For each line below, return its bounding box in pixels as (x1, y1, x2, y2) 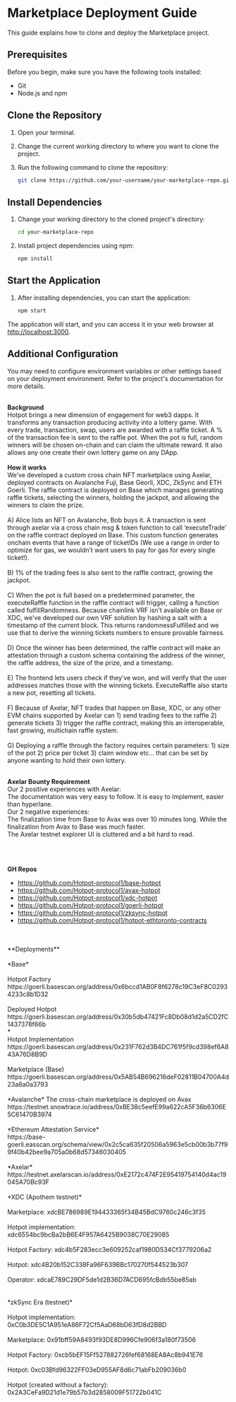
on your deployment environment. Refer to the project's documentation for (7, 374, 224, 382)
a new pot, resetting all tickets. (7, 688, 97, 697)
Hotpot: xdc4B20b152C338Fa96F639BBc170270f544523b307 (7, 1260, 189, 1268)
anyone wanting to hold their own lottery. (7, 756, 127, 764)
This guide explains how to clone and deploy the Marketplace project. (7, 28, 210, 37)
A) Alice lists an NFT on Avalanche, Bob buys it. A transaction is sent (7, 515, 206, 524)
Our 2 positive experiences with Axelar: (7, 785, 122, 793)
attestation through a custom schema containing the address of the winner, (7, 650, 225, 659)
